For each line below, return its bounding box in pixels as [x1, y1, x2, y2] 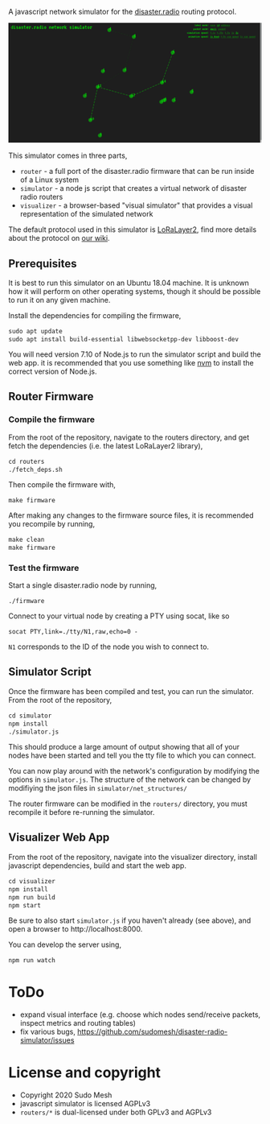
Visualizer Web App [8, 831, 110, 845]
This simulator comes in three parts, [8, 151, 128, 160]
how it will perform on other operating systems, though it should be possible [8, 287, 261, 296]
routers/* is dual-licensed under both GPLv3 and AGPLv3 [19, 1107, 212, 1117]
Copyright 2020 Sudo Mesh [19, 1090, 112, 1100]
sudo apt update [8, 328, 63, 336]
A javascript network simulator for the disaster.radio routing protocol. [8, 7, 237, 16]
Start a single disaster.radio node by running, [8, 581, 157, 590]
